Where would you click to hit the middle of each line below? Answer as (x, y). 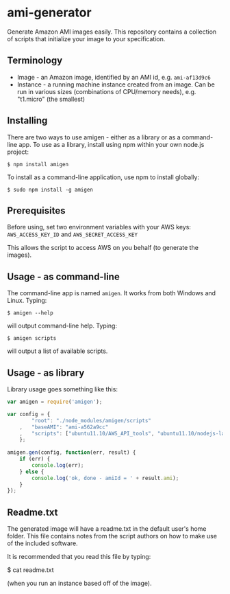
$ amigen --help (30, 313)
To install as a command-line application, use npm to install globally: (103, 177)
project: (18, 152)
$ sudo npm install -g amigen (50, 190)
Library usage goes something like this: (63, 389)
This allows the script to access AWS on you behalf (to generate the (103, 248)
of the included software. (42, 543)
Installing (27, 121)
